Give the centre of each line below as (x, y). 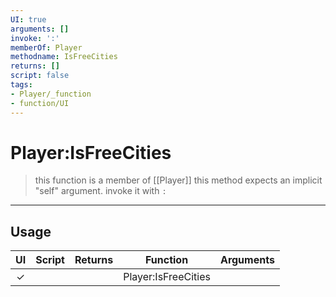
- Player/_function (51, 94)
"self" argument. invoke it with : (100, 191)
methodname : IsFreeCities (64, 57)
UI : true (28, 19)
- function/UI (40, 103)
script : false (40, 76)
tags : (21, 85)
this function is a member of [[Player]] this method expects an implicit (178, 180)
